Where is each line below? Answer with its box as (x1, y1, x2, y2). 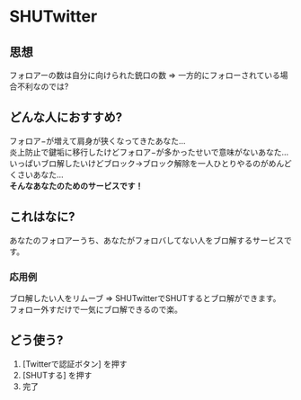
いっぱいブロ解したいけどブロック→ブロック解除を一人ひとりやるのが (9, 157, 269, 168)
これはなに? (9, 209, 75, 225)
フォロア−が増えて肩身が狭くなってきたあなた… (9, 135, 186, 146)
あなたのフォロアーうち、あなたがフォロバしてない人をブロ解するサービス (9, 235, 285, 245)
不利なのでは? (16, 81, 69, 92)
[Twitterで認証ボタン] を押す (22, 358, 128, 369)
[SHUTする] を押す (22, 369, 93, 380)
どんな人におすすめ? (9, 110, 123, 125)
